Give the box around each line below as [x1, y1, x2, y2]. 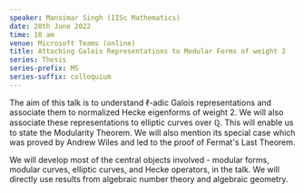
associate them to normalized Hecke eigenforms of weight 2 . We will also [9, 106, 284, 118]
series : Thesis [9, 55, 67, 64]
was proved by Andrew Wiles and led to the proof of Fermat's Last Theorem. [9, 137, 296, 148]
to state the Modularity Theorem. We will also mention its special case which [9, 127, 296, 138]
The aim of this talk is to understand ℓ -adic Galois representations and [9, 97, 272, 108]
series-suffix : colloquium [9, 72, 112, 82]
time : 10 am [9, 30, 54, 39]
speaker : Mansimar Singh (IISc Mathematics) [9, 13, 181, 23]
